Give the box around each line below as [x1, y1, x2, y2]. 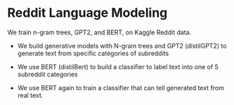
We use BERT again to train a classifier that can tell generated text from [17, 83, 225, 92]
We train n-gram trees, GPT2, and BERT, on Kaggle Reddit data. [7, 28, 192, 36]
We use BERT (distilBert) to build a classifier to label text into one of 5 [17, 62, 219, 71]
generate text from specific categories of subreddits [17, 49, 169, 57]
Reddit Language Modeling [7, 5, 168, 21]
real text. [17, 91, 44, 99]
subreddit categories [17, 70, 79, 78]
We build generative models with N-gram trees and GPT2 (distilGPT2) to [17, 41, 227, 50]
